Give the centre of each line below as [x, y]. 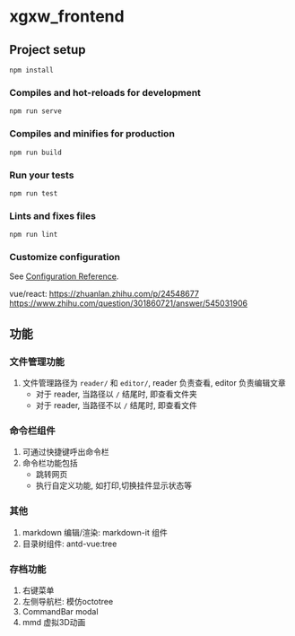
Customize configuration [65, 257]
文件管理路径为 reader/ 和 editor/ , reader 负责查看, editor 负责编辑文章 [154, 383]
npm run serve [36, 111]
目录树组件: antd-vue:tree [69, 544]
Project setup [48, 50]
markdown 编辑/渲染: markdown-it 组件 [95, 532]
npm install [31, 70]
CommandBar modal [60, 612]
